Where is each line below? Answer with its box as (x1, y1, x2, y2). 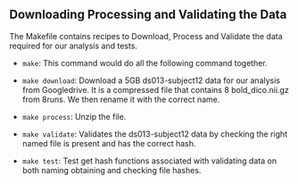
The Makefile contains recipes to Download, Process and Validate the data (9, 30, 283, 41)
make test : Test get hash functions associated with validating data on (21, 155, 277, 166)
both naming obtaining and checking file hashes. (21, 164, 202, 175)
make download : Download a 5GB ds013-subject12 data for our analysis (21, 75, 281, 86)
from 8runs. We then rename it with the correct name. (21, 94, 220, 105)
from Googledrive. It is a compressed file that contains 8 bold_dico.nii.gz (21, 84, 290, 95)
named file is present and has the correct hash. (21, 138, 196, 148)
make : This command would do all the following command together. (21, 57, 268, 68)
